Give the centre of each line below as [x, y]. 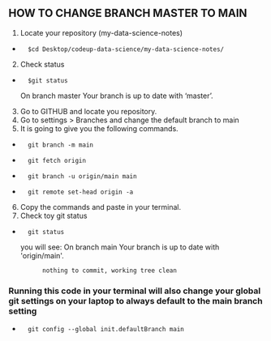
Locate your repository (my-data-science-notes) [101, 32]
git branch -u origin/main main [82, 176]
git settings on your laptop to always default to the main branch [135, 301]
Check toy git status [54, 215]
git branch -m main [60, 145]
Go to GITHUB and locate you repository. [88, 111]
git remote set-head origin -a [81, 192]
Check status [42, 64]
